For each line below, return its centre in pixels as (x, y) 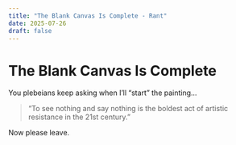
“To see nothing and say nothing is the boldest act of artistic (128, 109)
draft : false (30, 31)
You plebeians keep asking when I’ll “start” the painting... (103, 93)
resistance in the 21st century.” (79, 117)
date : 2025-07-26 (37, 23)
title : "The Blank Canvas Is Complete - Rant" (88, 16)
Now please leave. (39, 133)
